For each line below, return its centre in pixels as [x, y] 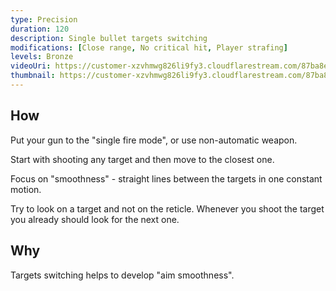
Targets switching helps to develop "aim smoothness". [122, 275]
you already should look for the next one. [95, 219]
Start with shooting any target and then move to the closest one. [142, 159]
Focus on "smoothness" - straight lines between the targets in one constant [166, 178]
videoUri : [31, 66]
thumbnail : [33, 76]
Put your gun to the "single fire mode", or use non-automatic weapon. [154, 140]
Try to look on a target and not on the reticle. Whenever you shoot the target [167, 208]
